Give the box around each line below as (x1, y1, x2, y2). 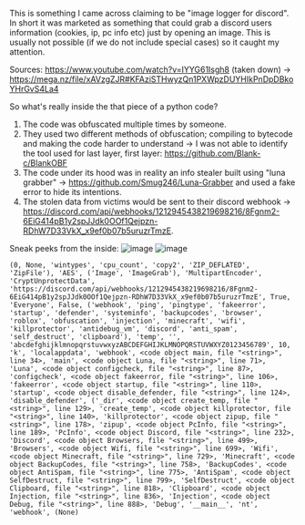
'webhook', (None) (9, 508, 79, 517)
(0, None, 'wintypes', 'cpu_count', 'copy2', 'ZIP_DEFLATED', (9, 261, 250, 270)
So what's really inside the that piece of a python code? (9, 101, 219, 112)
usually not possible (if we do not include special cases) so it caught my (9, 36, 280, 47)
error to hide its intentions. (22, 187, 122, 197)
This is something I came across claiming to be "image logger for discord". (9, 8, 290, 18)
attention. (9, 46, 46, 57)
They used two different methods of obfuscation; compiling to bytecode (22, 129, 293, 139)
